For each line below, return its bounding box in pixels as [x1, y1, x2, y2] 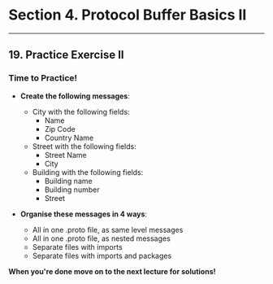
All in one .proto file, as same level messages [32, 225, 184, 234]
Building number [44, 185, 100, 194]
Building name [44, 176, 93, 186]
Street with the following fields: [32, 141, 136, 151]
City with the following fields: [32, 107, 130, 116]
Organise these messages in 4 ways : [19, 209, 148, 219]
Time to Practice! [8, 72, 78, 84]
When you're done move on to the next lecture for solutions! [8, 266, 216, 276]
